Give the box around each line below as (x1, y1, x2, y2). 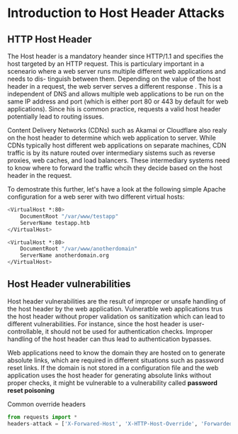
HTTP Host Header (7, 33, 92, 45)
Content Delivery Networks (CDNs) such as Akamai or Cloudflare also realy (7, 126, 227, 134)
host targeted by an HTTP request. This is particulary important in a (7, 60, 205, 68)
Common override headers (7, 399, 86, 408)
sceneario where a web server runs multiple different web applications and (7, 67, 226, 75)
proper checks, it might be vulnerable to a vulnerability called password (7, 378, 218, 387)
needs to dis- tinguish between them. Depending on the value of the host (7, 74, 221, 83)
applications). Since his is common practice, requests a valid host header (7, 105, 221, 113)
